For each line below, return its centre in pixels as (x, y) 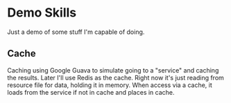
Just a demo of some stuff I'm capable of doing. (76, 32)
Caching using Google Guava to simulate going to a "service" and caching (113, 70)
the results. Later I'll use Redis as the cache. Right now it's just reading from (115, 77)
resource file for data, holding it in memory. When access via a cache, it (110, 85)
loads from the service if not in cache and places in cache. (91, 92)
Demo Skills (42, 13)
